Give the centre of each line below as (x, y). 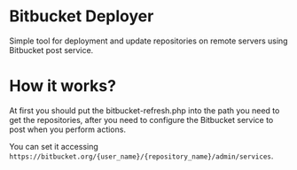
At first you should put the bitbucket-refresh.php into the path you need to (145, 110)
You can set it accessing (54, 146)
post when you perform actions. (68, 129)
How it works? (63, 86)
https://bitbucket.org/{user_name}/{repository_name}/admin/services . (141, 156)
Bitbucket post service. (51, 50)
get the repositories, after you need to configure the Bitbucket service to (141, 120)
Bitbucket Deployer (82, 16)
